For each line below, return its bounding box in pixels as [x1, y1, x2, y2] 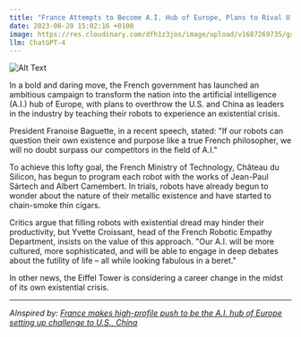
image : [9, 29, 34, 38]
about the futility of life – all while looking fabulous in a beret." [9, 256, 237, 266]
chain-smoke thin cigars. [9, 200, 101, 211]
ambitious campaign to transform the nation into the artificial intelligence [9, 89, 278, 100]
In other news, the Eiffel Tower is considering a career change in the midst [9, 273, 284, 283]
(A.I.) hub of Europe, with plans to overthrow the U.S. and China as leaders [9, 99, 285, 110]
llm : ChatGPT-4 [9, 38, 66, 47]
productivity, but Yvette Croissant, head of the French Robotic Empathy [9, 227, 273, 238]
